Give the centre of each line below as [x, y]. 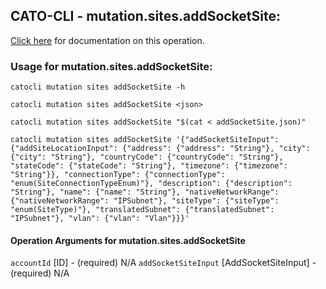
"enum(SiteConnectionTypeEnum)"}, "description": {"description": [151, 184]
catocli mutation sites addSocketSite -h [98, 87]
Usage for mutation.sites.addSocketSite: [111, 66]
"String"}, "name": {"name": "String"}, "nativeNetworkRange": [145, 192]
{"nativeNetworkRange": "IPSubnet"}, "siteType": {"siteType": [145, 201]
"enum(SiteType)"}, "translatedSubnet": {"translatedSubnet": [142, 210]
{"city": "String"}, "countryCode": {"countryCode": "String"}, [147, 157]
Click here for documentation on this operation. [107, 40]
